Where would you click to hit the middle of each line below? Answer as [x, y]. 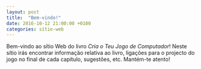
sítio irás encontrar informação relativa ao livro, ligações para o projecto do [100, 53]
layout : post [23, 12]
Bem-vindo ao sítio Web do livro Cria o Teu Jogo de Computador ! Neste [97, 46]
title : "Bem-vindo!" [34, 18]
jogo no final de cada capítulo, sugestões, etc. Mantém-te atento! [88, 59]
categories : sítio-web [35, 29]
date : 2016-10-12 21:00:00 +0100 [49, 23]
